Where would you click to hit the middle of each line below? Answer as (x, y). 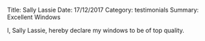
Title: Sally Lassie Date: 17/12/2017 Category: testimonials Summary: (103, 10)
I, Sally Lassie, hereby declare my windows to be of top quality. (96, 30)
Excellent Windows (34, 17)
